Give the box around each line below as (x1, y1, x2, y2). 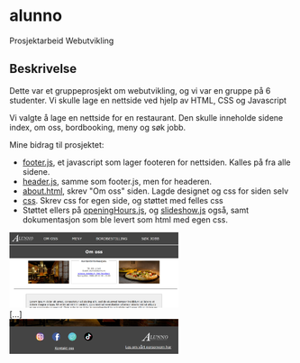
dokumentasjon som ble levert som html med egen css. (22, 213, 228, 225)
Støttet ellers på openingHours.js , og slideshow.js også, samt (22, 204, 250, 215)
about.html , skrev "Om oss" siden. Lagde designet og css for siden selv (22, 186, 289, 196)
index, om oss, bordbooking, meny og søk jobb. (9, 122, 186, 132)
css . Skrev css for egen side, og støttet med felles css (22, 195, 223, 205)
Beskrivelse (9, 61, 77, 77)
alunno (9, 5, 63, 26)
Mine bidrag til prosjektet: (9, 139, 105, 150)
